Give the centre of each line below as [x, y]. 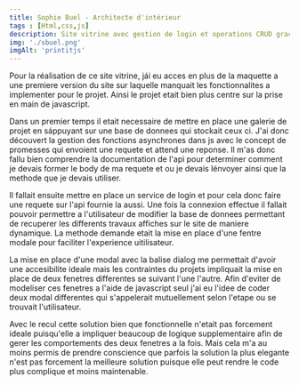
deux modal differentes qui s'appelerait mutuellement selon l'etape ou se [143, 298]
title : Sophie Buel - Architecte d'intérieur [95, 17]
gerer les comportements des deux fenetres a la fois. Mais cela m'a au [138, 343]
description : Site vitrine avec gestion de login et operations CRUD [141, 34]
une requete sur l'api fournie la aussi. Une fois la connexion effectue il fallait [148, 205]
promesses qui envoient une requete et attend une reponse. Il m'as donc [142, 150]
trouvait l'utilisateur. [45, 307]
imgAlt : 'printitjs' [48, 51]
